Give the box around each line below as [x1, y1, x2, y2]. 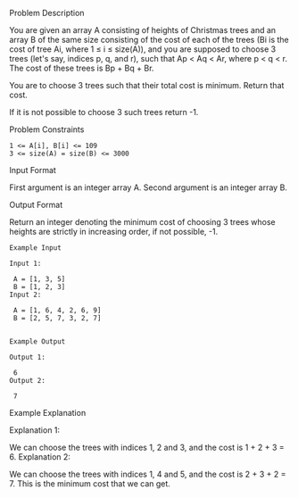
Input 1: [9, 259, 42, 268]
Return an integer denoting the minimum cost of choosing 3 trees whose [9, 217, 276, 227]
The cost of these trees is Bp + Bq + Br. [9, 62, 154, 73]
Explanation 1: [9, 425, 61, 436]
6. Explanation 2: [9, 452, 71, 462]
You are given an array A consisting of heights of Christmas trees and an [9, 25, 277, 35]
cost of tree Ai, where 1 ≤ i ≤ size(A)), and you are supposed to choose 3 [9, 44, 277, 54]
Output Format [9, 200, 63, 210]
